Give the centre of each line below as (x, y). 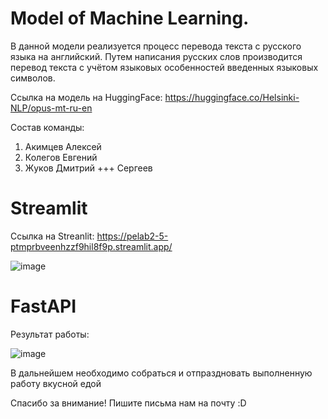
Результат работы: (50, 334)
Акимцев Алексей (63, 146)
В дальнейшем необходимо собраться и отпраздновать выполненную (161, 373)
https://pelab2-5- (132, 236)
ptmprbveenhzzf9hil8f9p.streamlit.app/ (91, 246)
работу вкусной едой (56, 383)
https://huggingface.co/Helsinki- (232, 97)
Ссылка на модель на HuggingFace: (86, 97)
